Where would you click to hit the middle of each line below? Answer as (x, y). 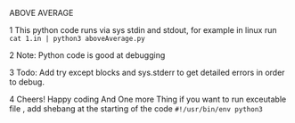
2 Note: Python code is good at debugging (87, 55)
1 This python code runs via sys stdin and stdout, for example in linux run (143, 30)
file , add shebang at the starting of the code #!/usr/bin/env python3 (136, 109)
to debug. (27, 82)
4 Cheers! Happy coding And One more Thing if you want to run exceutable (148, 99)
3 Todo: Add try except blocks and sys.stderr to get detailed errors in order (147, 72)
